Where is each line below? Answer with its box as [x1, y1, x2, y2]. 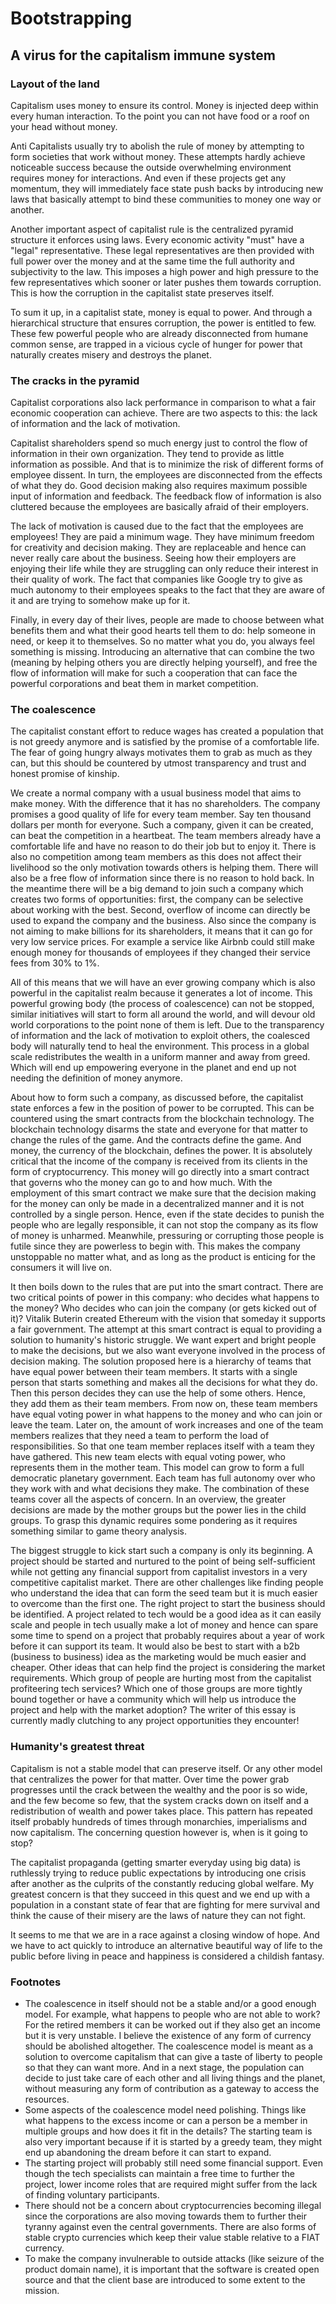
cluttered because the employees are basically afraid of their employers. [10, 501, 309, 513]
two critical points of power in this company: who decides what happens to [10, 1292, 320, 1304]
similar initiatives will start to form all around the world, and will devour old [10, 1008, 316, 1021]
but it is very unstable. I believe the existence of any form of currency [24, 2030, 312, 2042]
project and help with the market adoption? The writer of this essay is [10, 1704, 297, 1716]
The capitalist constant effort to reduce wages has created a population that [10, 725, 324, 737]
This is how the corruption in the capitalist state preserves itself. [10, 287, 275, 299]
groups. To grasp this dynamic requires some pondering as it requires [10, 1515, 298, 1527]
